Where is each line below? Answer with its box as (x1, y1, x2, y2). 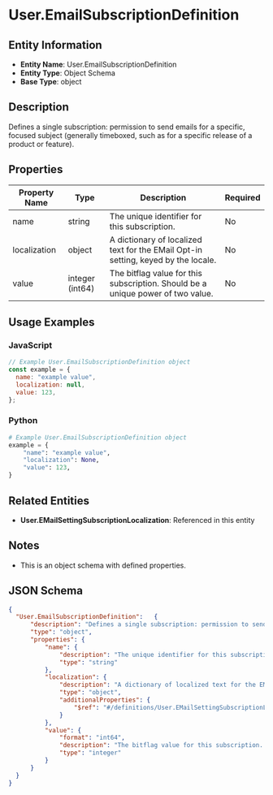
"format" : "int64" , (59, 733, 126, 742)
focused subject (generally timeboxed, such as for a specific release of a (8, 130, 253, 140)
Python (8, 415, 38, 426)
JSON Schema (8, 584, 84, 598)
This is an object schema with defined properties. (19, 560, 187, 570)
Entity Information (8, 38, 103, 52)
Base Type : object (19, 77, 82, 86)
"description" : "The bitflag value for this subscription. (59, 741, 264, 750)
